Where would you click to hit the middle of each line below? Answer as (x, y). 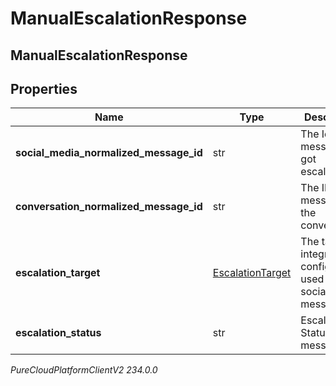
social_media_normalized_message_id (109, 153)
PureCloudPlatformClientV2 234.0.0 (84, 370)
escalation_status (58, 333)
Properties (44, 88)
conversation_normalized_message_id (109, 207)
